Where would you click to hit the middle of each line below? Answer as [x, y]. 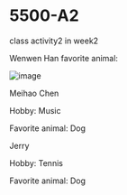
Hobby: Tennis [36, 162]
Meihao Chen [34, 93]
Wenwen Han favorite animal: [64, 58]
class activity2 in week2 [54, 41]
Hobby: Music [35, 110]
